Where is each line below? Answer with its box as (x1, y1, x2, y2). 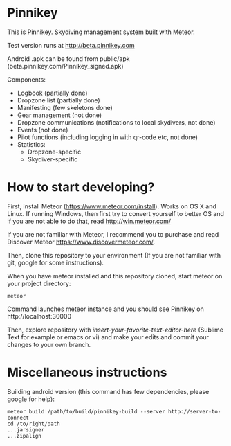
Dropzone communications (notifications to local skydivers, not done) (17, 118, 216, 126)
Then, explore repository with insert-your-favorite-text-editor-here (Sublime (7, 325, 223, 334)
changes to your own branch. (7, 340, 91, 348)
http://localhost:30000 (7, 312, 71, 320)
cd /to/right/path (7, 420, 60, 427)
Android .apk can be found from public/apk (7, 54, 130, 63)
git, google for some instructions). (7, 258, 104, 267)
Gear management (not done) (17, 111, 102, 119)
